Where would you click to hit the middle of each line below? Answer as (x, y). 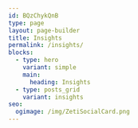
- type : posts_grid (48, 89)
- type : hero (37, 60)
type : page (26, 23)
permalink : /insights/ (46, 45)
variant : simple (50, 68)
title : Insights (35, 38)
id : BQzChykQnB (34, 16)
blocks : (21, 52)
